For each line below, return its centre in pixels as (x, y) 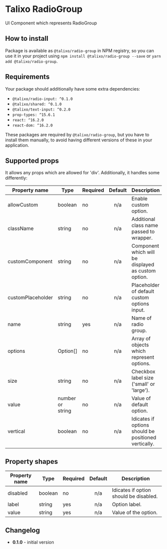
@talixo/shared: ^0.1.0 (37, 104)
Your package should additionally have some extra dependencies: (73, 89)
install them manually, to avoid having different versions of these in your (79, 140)
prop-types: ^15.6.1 (34, 115)
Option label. (127, 505)
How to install (27, 39)
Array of (141, 338)
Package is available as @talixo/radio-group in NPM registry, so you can (80, 50)
